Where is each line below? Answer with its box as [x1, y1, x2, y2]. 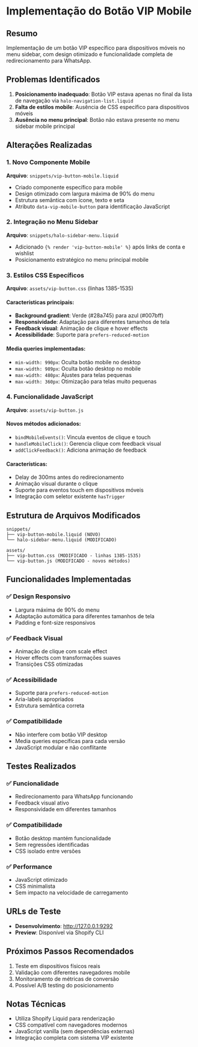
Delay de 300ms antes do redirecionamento [14, 473, 125, 481]
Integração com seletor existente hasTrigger [14, 493, 125, 500]
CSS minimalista [14, 882, 56, 890]
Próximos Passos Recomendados [6, 946, 134, 957]
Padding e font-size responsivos [14, 619, 96, 626]
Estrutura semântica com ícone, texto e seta [14, 196, 125, 203]
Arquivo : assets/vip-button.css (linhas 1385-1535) [6, 285, 134, 292]
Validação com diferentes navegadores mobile [14, 969, 131, 976]
